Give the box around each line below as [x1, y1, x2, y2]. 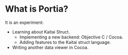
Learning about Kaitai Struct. [12, 29, 70, 35]
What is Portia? [5, 3, 68, 15]
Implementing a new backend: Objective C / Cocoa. [19, 34, 124, 40]
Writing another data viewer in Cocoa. [12, 44, 89, 50]
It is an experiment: [5, 19, 44, 25]
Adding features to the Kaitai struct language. [19, 39, 111, 45]
